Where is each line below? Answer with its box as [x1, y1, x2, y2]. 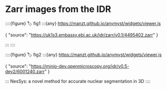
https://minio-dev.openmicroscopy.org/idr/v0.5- [30, 63, 130, 69]
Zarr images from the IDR [5, 3, 111, 15]
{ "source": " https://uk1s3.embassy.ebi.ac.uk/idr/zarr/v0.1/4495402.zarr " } [5, 31, 159, 38]
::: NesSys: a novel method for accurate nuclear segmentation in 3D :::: [5, 78, 151, 84]
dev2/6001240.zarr [5, 68, 45, 74]
